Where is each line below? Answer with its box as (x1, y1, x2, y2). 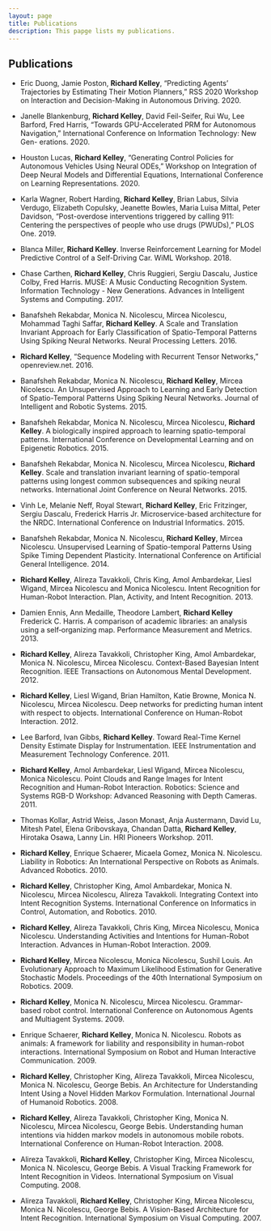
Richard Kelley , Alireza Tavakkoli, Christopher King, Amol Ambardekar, (19, 650, 256, 659)
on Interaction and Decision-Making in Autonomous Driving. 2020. (19, 96, 242, 105)
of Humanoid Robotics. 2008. (19, 1097, 119, 1107)
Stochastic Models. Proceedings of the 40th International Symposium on (19, 973, 263, 982)
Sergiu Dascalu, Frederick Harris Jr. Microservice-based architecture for (19, 509, 262, 519)
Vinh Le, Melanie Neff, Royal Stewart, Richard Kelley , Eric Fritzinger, (19, 500, 248, 510)
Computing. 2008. (19, 1180, 81, 1191)
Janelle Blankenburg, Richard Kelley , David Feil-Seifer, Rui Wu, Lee (19, 111, 245, 121)
